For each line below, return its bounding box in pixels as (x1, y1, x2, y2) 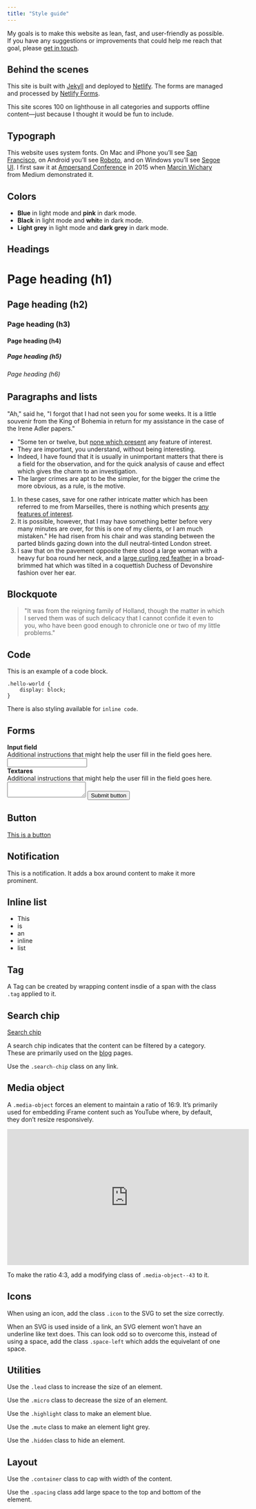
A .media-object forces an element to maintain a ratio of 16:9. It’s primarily (7, 1100, 218, 1109)
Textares (7, 766, 33, 775)
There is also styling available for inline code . (7, 705, 139, 713)
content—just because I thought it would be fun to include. (7, 110, 174, 118)
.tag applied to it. (7, 989, 57, 998)
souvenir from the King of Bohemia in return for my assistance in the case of (7, 417, 224, 425)
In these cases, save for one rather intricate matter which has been (17, 495, 208, 503)
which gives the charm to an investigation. (17, 467, 138, 475)
